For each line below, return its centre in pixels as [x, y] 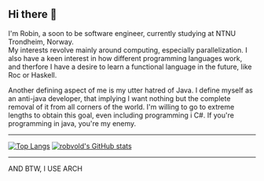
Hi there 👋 [33, 14]
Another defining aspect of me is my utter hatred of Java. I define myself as [130, 90]
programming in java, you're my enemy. [72, 123]
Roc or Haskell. [33, 74]
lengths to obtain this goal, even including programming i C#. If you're [121, 115]
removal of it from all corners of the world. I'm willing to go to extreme [121, 107]
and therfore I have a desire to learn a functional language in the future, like [130, 67]
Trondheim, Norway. [41, 42]
